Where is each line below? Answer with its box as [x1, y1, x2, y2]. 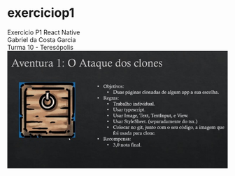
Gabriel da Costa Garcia [7, 35, 76, 43]
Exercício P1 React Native [7, 28, 80, 36]
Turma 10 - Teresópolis [7, 43, 73, 51]
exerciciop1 [7, 5, 75, 21]
